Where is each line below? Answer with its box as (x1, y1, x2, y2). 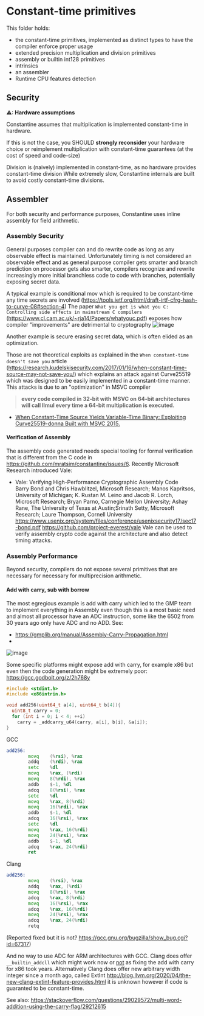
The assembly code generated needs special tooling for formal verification (6, 447, 193, 454)
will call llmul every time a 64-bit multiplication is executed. (21, 402, 175, 409)
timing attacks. (15, 537, 53, 544)
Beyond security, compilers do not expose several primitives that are (6, 566, 178, 573)
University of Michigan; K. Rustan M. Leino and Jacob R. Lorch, (15, 492, 174, 499)
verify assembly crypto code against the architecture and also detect (15, 531, 188, 538)
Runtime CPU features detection (15, 75, 96, 82)
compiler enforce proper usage (15, 43, 93, 50)
